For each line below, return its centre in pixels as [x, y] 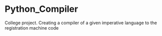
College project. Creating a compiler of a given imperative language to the [81, 23]
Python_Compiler [41, 9]
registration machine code [32, 28]
